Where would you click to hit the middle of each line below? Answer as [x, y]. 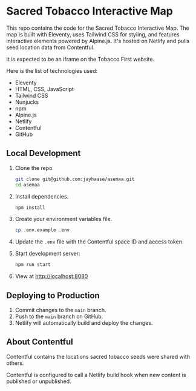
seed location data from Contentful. [51, 47]
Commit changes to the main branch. [60, 310]
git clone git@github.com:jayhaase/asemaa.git [75, 179]
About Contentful [40, 342]
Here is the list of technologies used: [52, 70]
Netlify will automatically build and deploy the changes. [84, 322]
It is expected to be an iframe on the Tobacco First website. [80, 59]
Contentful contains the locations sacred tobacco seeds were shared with [98, 356]
